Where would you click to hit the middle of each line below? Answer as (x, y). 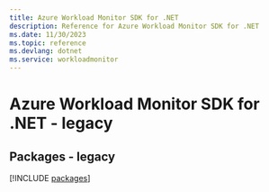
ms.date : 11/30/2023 (48, 34)
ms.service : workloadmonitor (64, 59)
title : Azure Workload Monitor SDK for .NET (94, 18)
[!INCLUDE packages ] (50, 178)
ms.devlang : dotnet (46, 51)
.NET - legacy (61, 123)
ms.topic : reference (48, 43)
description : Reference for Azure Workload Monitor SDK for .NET (134, 26)
